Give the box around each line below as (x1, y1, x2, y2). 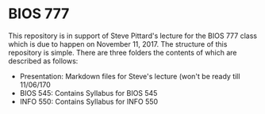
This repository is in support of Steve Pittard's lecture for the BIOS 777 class (8, 31, 258, 40)
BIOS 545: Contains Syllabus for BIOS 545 (19, 88, 158, 97)
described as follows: (8, 56, 79, 66)
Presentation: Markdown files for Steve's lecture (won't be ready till (19, 71, 240, 81)
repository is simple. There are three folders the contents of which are (8, 47, 237, 57)
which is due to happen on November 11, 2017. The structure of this (8, 39, 228, 48)
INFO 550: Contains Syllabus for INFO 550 (19, 97, 159, 106)
